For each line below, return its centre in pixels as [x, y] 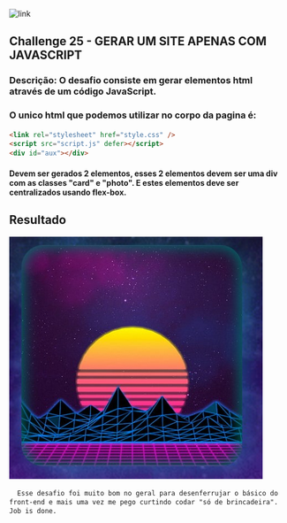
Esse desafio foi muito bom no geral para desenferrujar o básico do [147, 493]
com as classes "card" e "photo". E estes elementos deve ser [124, 182]
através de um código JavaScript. [83, 91]
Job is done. [33, 511]
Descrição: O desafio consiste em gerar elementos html [131, 81]
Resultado [38, 220]
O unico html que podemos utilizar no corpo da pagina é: [133, 115]
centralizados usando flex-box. [68, 192]
